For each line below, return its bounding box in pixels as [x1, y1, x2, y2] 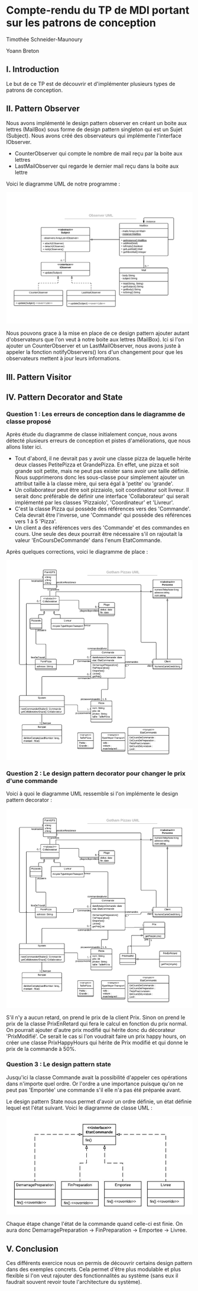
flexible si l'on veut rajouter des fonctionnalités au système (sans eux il [6, 1272, 178, 1279]
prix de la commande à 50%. [6, 1046, 77, 1053]
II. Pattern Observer [6, 104, 80, 114]
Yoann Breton [6, 47, 40, 54]
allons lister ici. [6, 443, 43, 450]
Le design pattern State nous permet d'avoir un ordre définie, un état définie [6, 1098, 192, 1105]
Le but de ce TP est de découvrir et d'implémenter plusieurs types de [6, 80, 176, 87]
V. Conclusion [6, 1244, 59, 1254]
